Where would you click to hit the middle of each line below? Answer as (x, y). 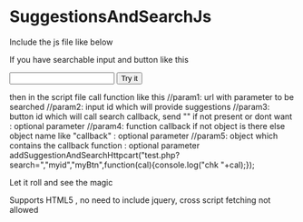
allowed (24, 209)
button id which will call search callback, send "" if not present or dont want (151, 116)
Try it (130, 78)
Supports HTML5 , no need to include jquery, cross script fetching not (140, 200)
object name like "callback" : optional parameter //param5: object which (144, 136)
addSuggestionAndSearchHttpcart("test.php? (94, 155)
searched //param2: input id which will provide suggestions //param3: (140, 106)
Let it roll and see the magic (61, 182)
